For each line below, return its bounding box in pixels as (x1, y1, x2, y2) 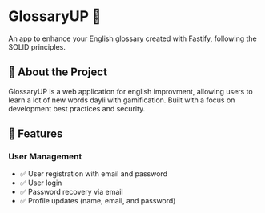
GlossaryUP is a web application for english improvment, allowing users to (8, 86, 254, 96)
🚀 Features (8, 127, 63, 141)
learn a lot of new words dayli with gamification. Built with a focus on (8, 95, 235, 105)
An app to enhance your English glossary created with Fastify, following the (8, 34, 258, 43)
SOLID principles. (8, 42, 66, 51)
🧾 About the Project (8, 66, 108, 79)
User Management (8, 151, 82, 163)
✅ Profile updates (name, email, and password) (19, 196, 176, 206)
